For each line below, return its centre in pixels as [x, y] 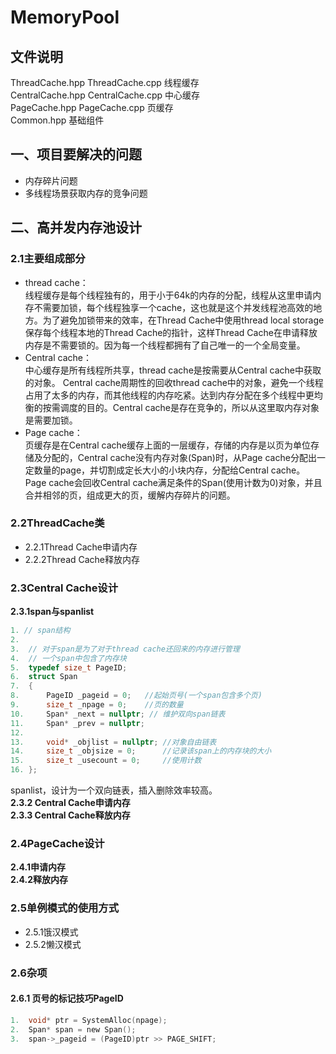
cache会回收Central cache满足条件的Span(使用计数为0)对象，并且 [185, 482]
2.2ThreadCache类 [57, 523]
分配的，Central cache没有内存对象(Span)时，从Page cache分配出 [179, 457]
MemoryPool [65, 17]
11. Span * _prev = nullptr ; [77, 723]
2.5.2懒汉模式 [53, 944]
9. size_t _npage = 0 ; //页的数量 [97, 705]
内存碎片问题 [51, 180]
